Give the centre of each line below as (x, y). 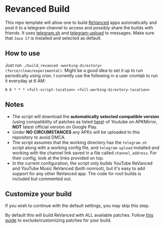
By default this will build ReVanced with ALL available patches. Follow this (79, 215)
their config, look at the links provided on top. (58, 158)
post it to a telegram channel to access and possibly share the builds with (79, 27)
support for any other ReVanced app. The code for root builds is (77, 173)
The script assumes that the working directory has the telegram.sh (79, 142)
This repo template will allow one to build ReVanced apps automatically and (81, 22)
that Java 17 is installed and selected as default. (53, 38)
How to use (23, 53)
